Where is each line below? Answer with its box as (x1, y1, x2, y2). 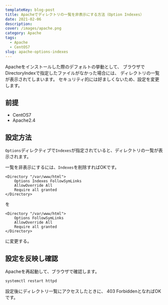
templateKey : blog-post (5, 7, 55, 13)
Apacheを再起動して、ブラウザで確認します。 (5, 268, 100, 274)
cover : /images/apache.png (5, 26, 62, 31)
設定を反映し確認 (5, 254, 58, 263)
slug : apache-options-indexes (5, 49, 69, 54)
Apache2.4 (12, 117, 36, 123)
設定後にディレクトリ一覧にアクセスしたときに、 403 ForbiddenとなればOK (5, 288, 161, 294)
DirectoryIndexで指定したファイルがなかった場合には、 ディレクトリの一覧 (5, 70, 160, 76)
